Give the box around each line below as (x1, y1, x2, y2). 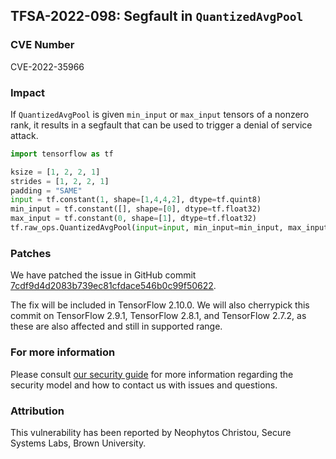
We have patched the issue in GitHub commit (10, 269, 197, 281)
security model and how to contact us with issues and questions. (10, 379, 278, 391)
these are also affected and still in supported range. (10, 320, 223, 333)
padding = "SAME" (10, 185, 83, 196)
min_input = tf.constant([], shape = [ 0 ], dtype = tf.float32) (10, 204, 262, 214)
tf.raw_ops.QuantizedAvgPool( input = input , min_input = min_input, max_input (10, 223, 329, 233)
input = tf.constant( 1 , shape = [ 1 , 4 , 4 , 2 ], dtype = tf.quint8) (10, 195, 262, 205)
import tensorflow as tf (10, 149, 114, 159)
